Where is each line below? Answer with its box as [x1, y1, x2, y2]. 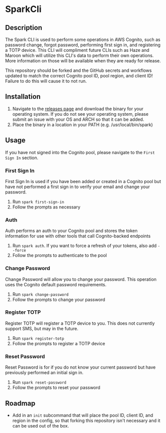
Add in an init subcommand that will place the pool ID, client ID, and [12, 412, 153, 418]
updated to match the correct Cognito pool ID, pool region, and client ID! [5, 73, 153, 78]
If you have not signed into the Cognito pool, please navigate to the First [5, 149, 155, 155]
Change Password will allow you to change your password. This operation [5, 276, 157, 282]
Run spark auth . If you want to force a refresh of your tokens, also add [12, 243, 157, 249]
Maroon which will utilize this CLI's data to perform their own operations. [5, 52, 154, 58]
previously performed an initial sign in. [5, 370, 83, 376]
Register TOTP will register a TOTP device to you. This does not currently [5, 320, 155, 326]
